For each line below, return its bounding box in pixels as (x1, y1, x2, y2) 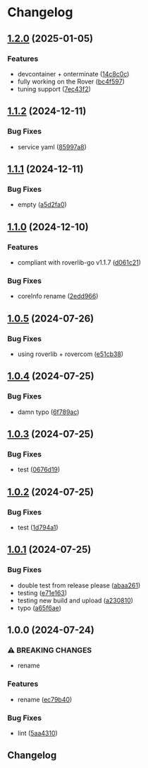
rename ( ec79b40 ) (17, 695, 73, 704)
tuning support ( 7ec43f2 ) (17, 84, 92, 93)
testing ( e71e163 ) (17, 588, 68, 597)
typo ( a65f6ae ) (17, 603, 62, 612)
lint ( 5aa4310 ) (17, 728, 58, 737)
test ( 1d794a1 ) (17, 523, 58, 532)
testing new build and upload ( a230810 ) (17, 596, 134, 604)
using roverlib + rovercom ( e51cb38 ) (17, 350, 124, 358)
